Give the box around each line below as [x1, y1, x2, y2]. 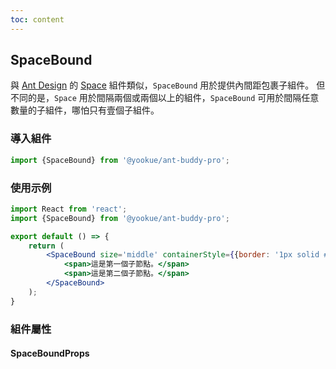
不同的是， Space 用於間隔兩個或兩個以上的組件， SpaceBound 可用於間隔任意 [10, 92, 320, 104]
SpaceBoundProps [10, 347, 90, 360]
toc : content [10, 14, 65, 25]
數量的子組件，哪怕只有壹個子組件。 [10, 104, 160, 116]
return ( [28, 241, 65, 251]
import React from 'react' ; [10, 204, 128, 214]
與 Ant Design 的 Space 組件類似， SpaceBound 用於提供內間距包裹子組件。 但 [10, 79, 326, 91]
